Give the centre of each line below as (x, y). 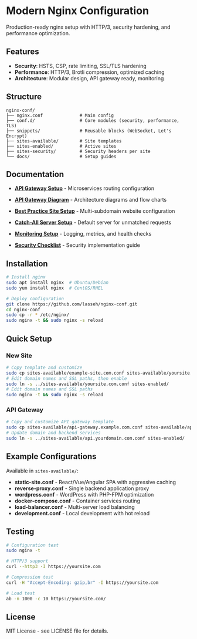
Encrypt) (17, 136)
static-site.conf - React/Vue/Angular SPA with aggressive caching (95, 482)
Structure (24, 97)
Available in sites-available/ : (43, 471)
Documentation (35, 174)
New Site (19, 355)
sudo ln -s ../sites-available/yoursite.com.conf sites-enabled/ (87, 384)
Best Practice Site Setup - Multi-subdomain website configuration (95, 211)
